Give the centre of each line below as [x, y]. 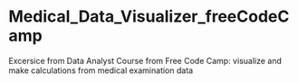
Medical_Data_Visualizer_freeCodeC [149, 17]
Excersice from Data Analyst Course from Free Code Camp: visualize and [145, 60]
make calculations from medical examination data [101, 70]
